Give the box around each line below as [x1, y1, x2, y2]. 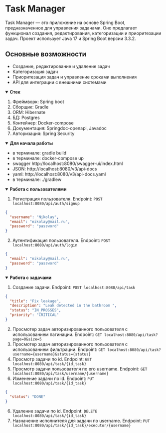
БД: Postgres [12, 114, 40, 120]
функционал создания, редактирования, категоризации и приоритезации [5, 30, 162, 36]
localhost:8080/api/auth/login [12, 243, 78, 248]
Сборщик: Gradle [12, 103, 49, 110]
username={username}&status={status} [12, 351, 91, 356]
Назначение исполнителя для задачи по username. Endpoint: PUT [12, 417, 150, 423]
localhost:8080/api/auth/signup [12, 201, 80, 206]
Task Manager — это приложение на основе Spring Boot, [5, 19, 126, 25]
